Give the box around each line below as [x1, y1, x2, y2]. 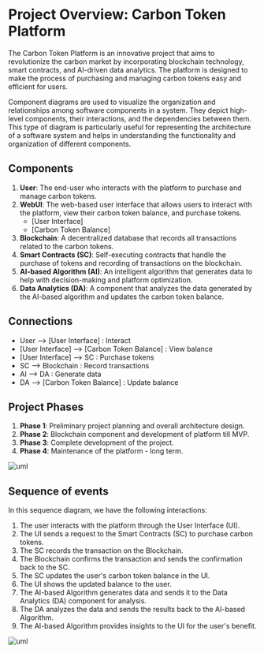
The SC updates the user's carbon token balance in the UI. [19, 571, 210, 580]
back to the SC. [19, 562, 70, 573]
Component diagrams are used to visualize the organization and [8, 97, 216, 106]
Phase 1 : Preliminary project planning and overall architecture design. [19, 421, 245, 431]
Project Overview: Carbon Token [8, 6, 226, 24]
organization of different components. [8, 139, 132, 148]
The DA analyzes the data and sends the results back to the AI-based [19, 605, 246, 614]
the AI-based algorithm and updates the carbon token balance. [19, 292, 225, 301]
